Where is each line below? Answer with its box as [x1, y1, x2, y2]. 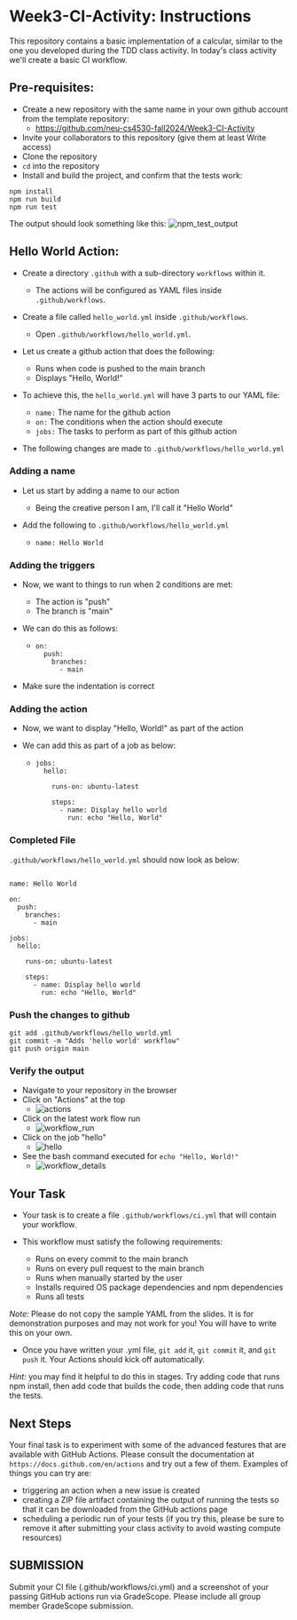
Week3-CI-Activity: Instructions [9, 6, 252, 27]
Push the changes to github [9, 1008, 130, 1020]
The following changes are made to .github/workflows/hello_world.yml [21, 442, 285, 454]
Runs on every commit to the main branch [35, 1254, 189, 1265]
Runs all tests [35, 1291, 84, 1302]
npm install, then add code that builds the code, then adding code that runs [9, 1381, 285, 1392]
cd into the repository [21, 160, 100, 171]
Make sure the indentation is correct [21, 681, 155, 692]
